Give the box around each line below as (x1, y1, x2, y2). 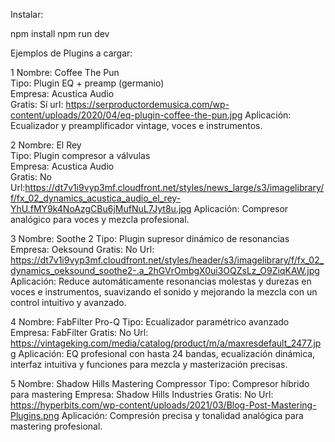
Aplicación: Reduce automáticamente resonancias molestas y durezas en (10, 275, 312, 287)
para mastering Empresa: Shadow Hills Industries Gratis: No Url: (10, 389, 274, 400)
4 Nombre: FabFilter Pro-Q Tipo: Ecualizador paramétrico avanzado (10, 316, 290, 328)
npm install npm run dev (10, 28, 110, 39)
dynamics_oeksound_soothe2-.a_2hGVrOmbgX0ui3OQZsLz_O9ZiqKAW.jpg (10, 265, 320, 276)
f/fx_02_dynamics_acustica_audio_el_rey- (10, 192, 182, 204)
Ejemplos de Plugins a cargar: (10, 47, 133, 59)
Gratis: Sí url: (10, 99, 64, 110)
